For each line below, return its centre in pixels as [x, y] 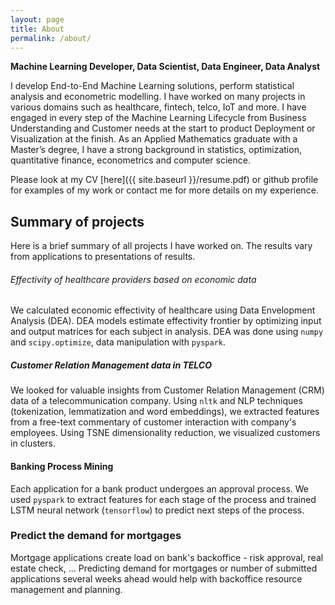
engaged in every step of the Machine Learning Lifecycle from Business [158, 118]
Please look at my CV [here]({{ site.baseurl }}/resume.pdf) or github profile [164, 180]
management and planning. [66, 589]
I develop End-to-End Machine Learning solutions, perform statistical [152, 86]
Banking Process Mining [62, 466]
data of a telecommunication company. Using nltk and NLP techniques [156, 401]
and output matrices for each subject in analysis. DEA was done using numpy [167, 332]
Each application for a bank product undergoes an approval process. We [160, 488]
